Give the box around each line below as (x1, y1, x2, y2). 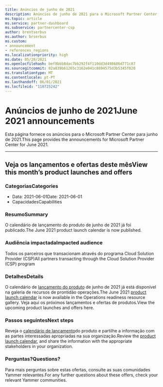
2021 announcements (5, 115, 95, 127)
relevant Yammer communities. (5, 377, 67, 383)
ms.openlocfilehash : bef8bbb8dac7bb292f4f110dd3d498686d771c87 (5, 61, 136, 66)
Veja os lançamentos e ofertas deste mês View (5, 160, 148, 168)
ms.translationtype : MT (5, 71, 53, 75)
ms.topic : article (5, 16, 42, 21)
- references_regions (5, 48, 49, 53)
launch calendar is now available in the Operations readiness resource (5, 295, 146, 300)
